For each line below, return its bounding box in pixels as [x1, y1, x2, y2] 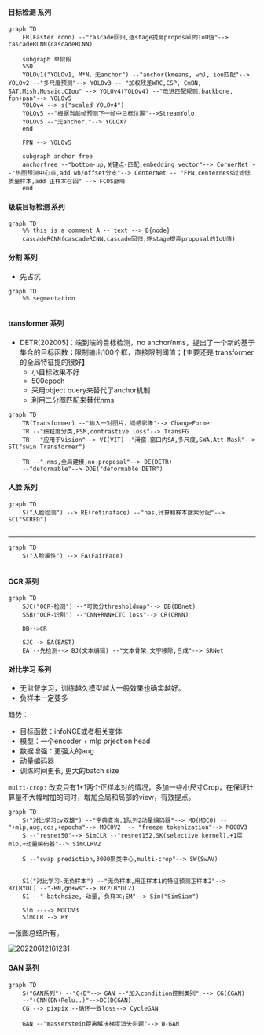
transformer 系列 [8, 319, 64, 328]
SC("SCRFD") [8, 516, 47, 524]
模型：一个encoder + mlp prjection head [19, 736, 151, 746]
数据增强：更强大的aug [19, 746, 94, 756]
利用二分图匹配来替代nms [31, 395, 115, 404]
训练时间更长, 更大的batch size [19, 766, 119, 775]
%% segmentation [22, 294, 76, 302]
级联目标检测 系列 [8, 201, 65, 212]
